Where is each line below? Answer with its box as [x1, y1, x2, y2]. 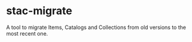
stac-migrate [6, 4, 73, 18]
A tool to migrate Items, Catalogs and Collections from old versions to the [6, 24, 187, 31]
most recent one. [6, 30, 48, 37]
